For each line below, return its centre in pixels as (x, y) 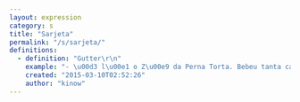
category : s (31, 26)
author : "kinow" (56, 83)
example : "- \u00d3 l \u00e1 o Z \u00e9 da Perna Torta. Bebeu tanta (153, 67)
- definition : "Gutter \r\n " (70, 59)
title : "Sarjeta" (42, 34)
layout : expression (46, 17)
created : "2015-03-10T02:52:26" (85, 75)
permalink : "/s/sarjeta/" (57, 42)
